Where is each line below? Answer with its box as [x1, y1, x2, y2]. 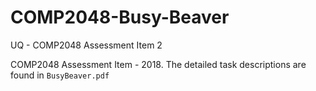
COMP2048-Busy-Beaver [10, 6, 230, 29]
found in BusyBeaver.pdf [10, 69, 110, 81]
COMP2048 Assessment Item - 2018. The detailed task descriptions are [10, 58, 307, 70]
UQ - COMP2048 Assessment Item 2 [10, 39, 163, 51]
